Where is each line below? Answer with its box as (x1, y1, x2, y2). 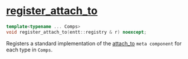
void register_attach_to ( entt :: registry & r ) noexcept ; (6, 29, 147, 35)
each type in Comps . (6, 46, 53, 53)
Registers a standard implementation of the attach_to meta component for (6, 40, 182, 47)
